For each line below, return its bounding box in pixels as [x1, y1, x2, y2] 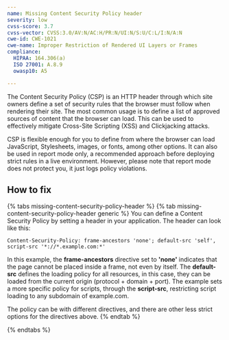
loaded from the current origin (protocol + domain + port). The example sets [7, 277, 223, 286]
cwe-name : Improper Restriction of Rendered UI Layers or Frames [7, 42, 197, 49]
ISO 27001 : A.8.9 [13, 61, 63, 68]
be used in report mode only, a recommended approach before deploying [7, 149, 215, 158]
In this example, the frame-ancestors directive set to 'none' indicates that [7, 256, 217, 264]
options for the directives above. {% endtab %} [7, 313, 141, 321]
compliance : [7, 49, 41, 56]
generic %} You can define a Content [97, 209, 203, 218]
